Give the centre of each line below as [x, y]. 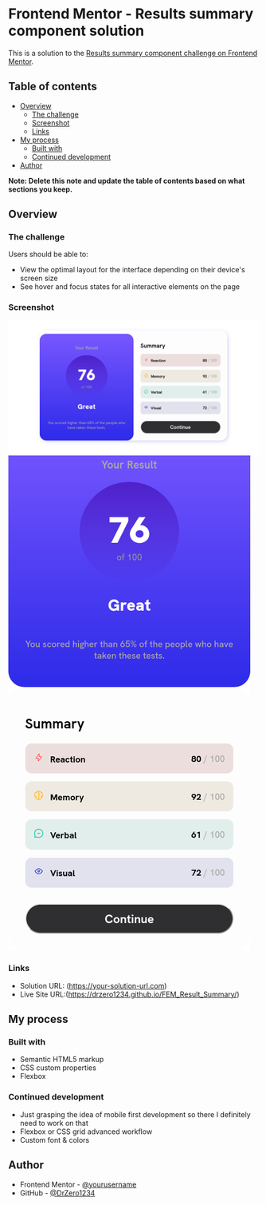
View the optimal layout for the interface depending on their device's [132, 270]
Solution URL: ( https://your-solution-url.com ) [93, 985]
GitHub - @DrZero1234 [57, 1193]
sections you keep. [41, 189]
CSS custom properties [58, 1068]
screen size [39, 278]
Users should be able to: [49, 254]
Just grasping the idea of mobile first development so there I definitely [135, 1114]
